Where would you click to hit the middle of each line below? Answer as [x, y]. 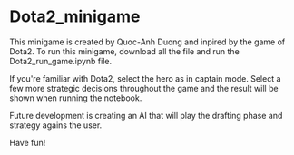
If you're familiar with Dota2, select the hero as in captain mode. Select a [145, 78]
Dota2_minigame [75, 17]
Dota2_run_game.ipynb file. [61, 61]
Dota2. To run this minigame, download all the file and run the [125, 51]
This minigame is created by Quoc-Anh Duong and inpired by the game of [147, 42]
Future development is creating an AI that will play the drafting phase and [146, 115]
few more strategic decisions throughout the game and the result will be [144, 88]
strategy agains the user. [56, 125]
